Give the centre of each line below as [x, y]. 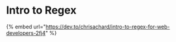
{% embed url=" [26, 27]
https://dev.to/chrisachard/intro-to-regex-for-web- [108, 27]
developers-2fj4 [26, 33]
